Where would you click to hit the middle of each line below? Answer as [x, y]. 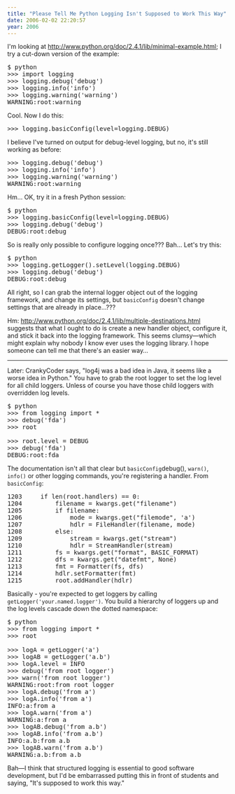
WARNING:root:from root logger [61, 685]
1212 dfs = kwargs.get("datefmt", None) [92, 560]
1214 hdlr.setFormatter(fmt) [72, 573]
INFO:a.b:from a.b [39, 741]
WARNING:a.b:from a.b [44, 755]
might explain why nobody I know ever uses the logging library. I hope [108, 343]
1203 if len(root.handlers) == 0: [74, 497]
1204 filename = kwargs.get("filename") [92, 504]
